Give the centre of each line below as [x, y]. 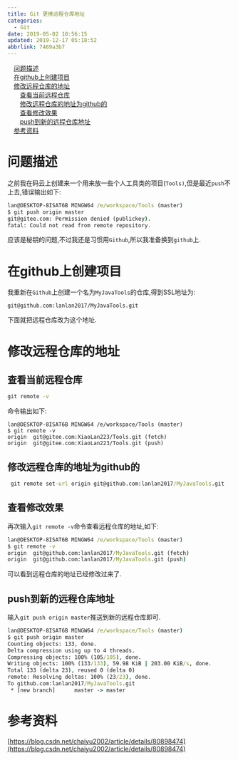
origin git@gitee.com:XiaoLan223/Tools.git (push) [86, 443]
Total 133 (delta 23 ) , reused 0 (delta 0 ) [71, 670]
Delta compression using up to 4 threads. [71, 650]
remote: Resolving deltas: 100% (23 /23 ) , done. [79, 677]
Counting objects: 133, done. [52, 644]
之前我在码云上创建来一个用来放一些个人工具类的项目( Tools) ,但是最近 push [116, 183]
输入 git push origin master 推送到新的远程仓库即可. [84, 618]
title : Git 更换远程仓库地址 [46, 14]
